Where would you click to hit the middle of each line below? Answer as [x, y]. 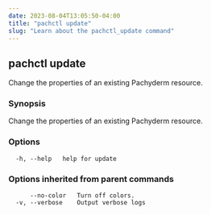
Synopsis [27, 104]
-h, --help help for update [66, 159]
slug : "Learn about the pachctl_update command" [91, 31]
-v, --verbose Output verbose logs [81, 203]
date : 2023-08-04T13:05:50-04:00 [64, 16]
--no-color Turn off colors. [82, 196]
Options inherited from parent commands [91, 179]
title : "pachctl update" [50, 23]
